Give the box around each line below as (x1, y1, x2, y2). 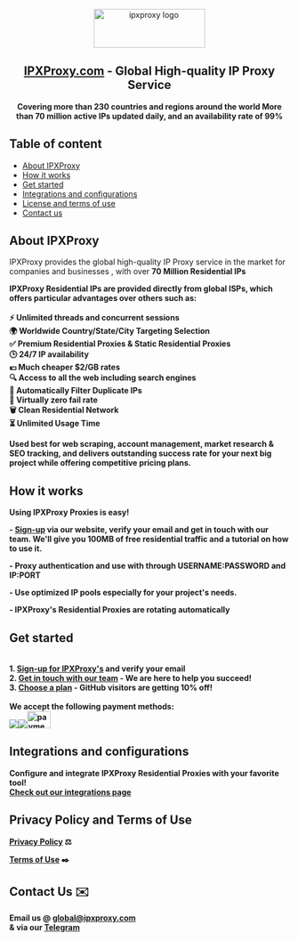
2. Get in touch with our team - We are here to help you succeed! (9, 673, 252, 684)
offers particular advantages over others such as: (9, 293, 197, 304)
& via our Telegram (9, 921, 80, 932)
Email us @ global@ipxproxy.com (9, 913, 136, 923)
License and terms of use (21, 198, 116, 208)
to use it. (9, 543, 43, 554)
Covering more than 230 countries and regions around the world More (17, 101, 282, 111)
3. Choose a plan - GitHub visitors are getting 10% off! (9, 682, 213, 694)
